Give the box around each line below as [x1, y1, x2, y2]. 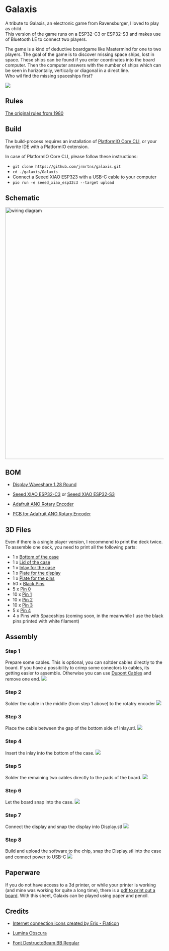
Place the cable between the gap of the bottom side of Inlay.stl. [5, 725, 137, 731]
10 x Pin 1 [12, 591, 32, 597]
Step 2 [5, 689, 22, 696]
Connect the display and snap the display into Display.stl [5, 824, 122, 830]
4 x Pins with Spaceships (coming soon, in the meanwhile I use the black [12, 613, 163, 619]
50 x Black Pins [12, 581, 45, 586]
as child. [5, 25, 23, 31]
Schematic [5, 193, 40, 202]
